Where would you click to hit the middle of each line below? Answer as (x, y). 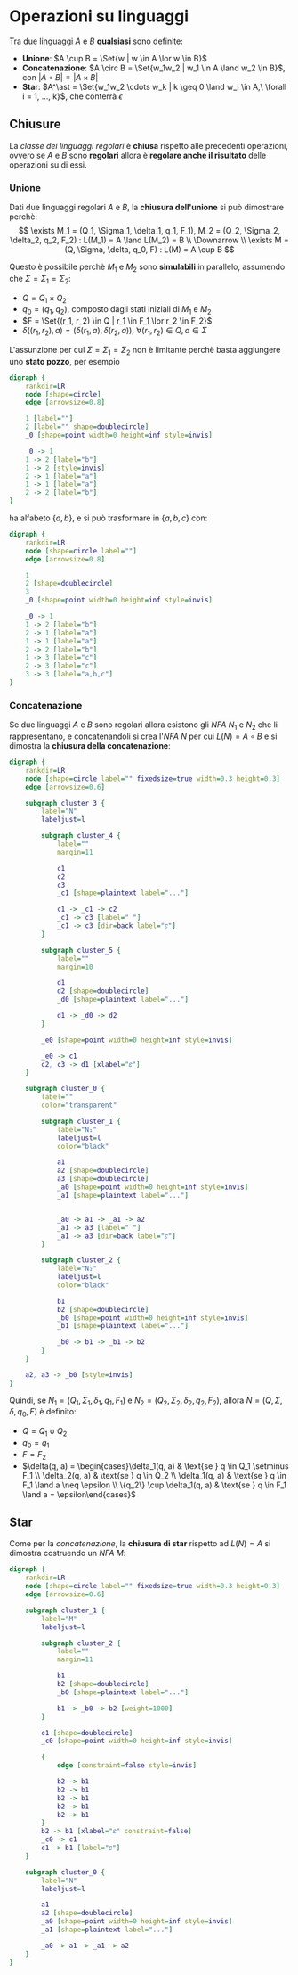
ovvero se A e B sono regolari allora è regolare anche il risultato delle (138, 155)
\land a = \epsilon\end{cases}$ (79, 1494)
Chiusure (35, 124)
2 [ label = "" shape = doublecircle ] (87, 427)
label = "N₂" (77, 1269)
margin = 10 (75, 967)
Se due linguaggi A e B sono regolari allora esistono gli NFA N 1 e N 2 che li (144, 726)
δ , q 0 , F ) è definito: (43, 1413)
